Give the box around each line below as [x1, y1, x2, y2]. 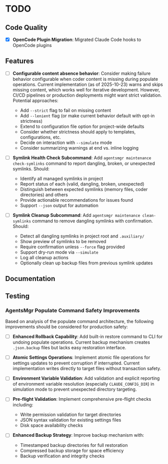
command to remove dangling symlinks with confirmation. [32, 218, 153, 224]
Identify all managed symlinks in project [20, 175, 103, 181]
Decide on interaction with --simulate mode [20, 140, 112, 146]
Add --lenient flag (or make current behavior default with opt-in [20, 112, 155, 119]
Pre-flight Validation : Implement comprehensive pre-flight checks [12, 396, 151, 402]
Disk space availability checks [20, 423, 83, 429]
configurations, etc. [20, 134, 61, 140]
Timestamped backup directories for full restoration [20, 442, 128, 448]
